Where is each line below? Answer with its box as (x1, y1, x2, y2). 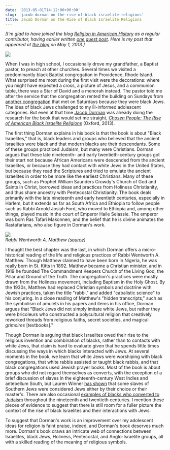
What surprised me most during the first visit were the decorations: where (5, 77, 160, 83)
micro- (142, 247, 156, 253)
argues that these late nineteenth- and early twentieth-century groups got (5, 152, 160, 158)
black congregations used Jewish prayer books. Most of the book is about (5, 364, 161, 371)
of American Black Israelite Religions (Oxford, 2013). (5, 120, 115, 126)
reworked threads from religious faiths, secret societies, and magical (5, 317, 149, 323)
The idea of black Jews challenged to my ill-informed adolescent (5, 104, 141, 110)
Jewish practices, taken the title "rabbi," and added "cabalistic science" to (5, 290, 161, 296)
